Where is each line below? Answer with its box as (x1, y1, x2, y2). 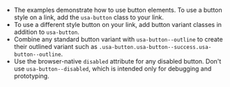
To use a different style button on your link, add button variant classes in (13, 21, 222, 28)
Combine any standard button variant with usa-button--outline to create (13, 35, 223, 43)
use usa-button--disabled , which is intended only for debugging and (13, 65, 212, 72)
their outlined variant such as (13, 43, 98, 50)
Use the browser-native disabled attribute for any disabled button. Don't (13, 57, 222, 65)
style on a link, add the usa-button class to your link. (13, 13, 164, 21)
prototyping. (13, 72, 50, 80)
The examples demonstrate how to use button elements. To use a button (13, 6, 223, 14)
